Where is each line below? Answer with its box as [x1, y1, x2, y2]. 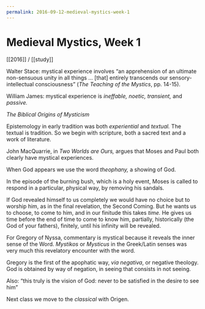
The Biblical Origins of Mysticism [6, 111, 90, 118]
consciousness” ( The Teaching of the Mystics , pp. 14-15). [35, 80, 181, 87]
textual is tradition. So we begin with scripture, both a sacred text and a [6, 129, 186, 136]
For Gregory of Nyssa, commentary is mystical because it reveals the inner [6, 234, 195, 241]
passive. [6, 99, 28, 106]
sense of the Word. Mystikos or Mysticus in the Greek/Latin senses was [6, 240, 187, 248]
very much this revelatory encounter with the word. [6, 247, 136, 254]
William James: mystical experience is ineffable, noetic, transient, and [6, 92, 182, 100]
